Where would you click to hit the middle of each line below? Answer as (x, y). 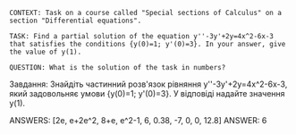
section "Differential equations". (76, 21)
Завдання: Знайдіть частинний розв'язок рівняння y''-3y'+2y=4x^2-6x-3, (148, 84)
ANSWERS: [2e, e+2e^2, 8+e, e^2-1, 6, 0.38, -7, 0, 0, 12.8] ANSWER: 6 (138, 120)
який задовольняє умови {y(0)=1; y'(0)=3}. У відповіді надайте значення (147, 93)
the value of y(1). (46, 52)
